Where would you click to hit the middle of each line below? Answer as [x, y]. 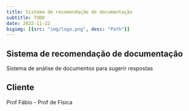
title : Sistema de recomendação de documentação [69, 12]
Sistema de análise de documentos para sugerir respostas [80, 68]
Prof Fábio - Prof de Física [39, 102]
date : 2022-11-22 [28, 23]
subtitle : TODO [26, 18]
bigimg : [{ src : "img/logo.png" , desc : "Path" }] [68, 29]
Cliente [20, 88]
